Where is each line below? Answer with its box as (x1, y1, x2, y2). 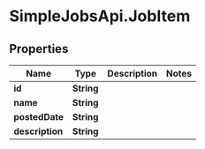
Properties (9, 41, 69, 56)
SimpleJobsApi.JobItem (9, 6, 191, 26)
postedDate (13, 111, 65, 123)
